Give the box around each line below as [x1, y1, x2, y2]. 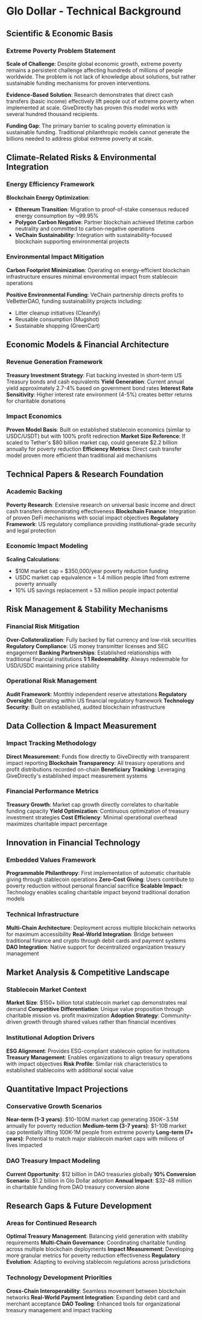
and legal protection [6, 527, 56, 534]
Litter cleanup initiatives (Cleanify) [14, 309, 101, 316]
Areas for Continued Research [6, 1219, 97, 1227]
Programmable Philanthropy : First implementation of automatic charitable [6, 870, 191, 877]
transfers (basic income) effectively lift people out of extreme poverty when [6, 97, 194, 105]
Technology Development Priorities [6, 1273, 113, 1282]
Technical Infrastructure [6, 910, 80, 918]
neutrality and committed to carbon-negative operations [14, 225, 155, 232]
